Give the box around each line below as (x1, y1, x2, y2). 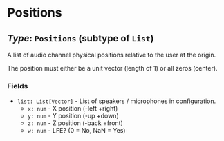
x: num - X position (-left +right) (27, 104, 118, 113)
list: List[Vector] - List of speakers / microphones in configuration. (17, 97, 216, 105)
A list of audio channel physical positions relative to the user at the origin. (7, 50, 216, 59)
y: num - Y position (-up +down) (27, 112, 119, 120)
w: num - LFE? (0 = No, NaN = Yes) (27, 126, 126, 135)
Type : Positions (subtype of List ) (7, 32, 154, 44)
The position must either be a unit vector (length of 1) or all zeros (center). (7, 64, 218, 72)
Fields (7, 81, 28, 91)
